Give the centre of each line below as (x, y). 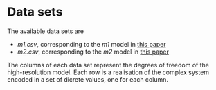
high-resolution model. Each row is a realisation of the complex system (108, 72)
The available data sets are (46, 31)
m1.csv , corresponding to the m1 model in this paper (91, 44)
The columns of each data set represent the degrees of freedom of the (108, 65)
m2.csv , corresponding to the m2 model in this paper (93, 52)
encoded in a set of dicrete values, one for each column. (88, 79)
